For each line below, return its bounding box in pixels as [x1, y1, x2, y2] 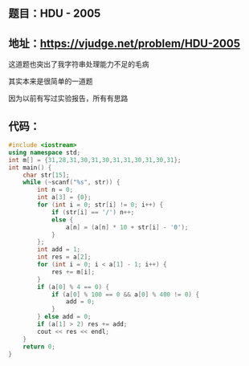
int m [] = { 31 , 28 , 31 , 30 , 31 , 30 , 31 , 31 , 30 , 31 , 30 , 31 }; [8, 156, 182, 164]
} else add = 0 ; [37, 313, 92, 321]
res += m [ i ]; [51, 267, 95, 276]
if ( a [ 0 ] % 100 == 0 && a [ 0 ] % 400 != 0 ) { [51, 291, 199, 299]
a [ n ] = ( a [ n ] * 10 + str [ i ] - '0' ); [65, 223, 189, 231]
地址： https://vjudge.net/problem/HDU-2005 [8, 36, 241, 50]
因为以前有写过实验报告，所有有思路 [8, 94, 129, 104]
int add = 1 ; [37, 246, 81, 254]
